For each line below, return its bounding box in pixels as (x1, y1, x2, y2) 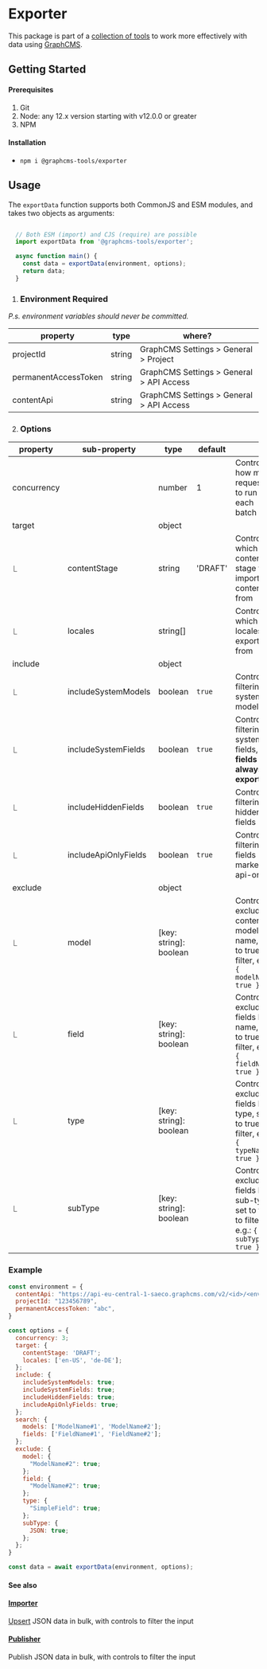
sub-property (82, 444, 137, 455)
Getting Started (8, 63, 87, 76)
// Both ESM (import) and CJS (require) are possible (15, 230, 197, 239)
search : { (15, 1415, 48, 1424)
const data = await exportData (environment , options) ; (8, 1563, 194, 1571)
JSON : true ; (29, 1526, 69, 1534)
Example (8, 1264, 43, 1276)
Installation (8, 138, 46, 147)
